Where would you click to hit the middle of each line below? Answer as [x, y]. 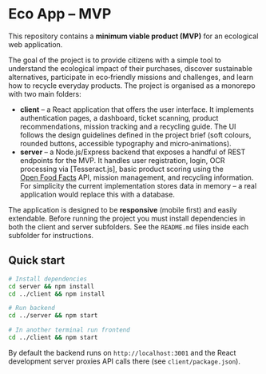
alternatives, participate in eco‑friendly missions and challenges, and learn [131, 77]
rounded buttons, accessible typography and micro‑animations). [125, 143]
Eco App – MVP [60, 14]
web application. [36, 44]
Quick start [37, 261]
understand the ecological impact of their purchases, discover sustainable [131, 68]
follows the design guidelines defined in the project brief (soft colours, [135, 135]
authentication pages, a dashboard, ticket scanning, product [119, 117]
